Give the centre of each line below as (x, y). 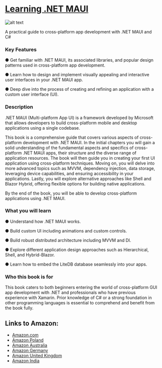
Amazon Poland (28, 340)
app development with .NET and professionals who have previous (70, 293)
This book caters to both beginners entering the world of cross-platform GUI (81, 287)
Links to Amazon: (32, 323)
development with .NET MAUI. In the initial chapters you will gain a (89, 142)
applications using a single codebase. (43, 128)
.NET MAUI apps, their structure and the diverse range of (80, 153)
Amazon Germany (30, 350)
